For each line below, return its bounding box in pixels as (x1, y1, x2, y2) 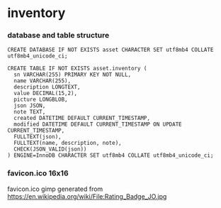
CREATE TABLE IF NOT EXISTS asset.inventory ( (7, 65, 147, 72)
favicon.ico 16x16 (7, 168, 69, 178)
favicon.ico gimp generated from (7, 185, 103, 193)
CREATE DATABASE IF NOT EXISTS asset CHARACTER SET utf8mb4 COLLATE (7, 46, 214, 54)
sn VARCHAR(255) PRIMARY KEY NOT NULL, (13, 71, 132, 79)
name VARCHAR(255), (13, 77, 72, 84)
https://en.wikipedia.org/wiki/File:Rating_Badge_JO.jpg (7, 192, 167, 200)
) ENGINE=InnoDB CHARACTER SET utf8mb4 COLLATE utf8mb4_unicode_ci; (7, 152, 214, 159)
